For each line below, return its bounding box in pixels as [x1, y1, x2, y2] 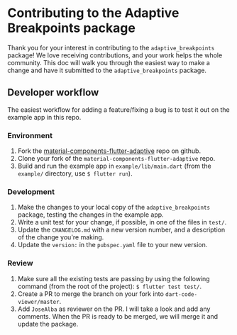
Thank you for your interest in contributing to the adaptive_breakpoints [7, 43, 215, 52]
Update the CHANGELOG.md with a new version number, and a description [17, 225, 226, 234]
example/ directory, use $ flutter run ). [17, 169, 133, 178]
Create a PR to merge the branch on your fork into [17, 289, 165, 298]
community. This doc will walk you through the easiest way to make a [7, 58, 211, 67]
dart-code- [165, 290, 197, 298]
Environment [7, 130, 53, 140]
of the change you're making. [17, 233, 104, 242]
